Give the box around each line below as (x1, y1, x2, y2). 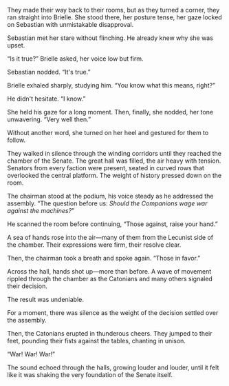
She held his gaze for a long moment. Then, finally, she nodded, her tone (7, 108, 214, 116)
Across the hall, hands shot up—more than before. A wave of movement (7, 267, 212, 275)
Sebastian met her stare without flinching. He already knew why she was (7, 34, 213, 42)
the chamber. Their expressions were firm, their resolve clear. (7, 241, 182, 249)
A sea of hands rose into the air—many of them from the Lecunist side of (7, 234, 214, 241)
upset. (7, 41, 25, 49)
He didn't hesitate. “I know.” (7, 94, 86, 103)
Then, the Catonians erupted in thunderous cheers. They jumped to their (7, 329, 212, 337)
